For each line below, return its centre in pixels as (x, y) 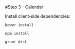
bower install (19, 25)
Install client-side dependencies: (38, 16)
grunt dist (16, 42)
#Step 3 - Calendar (24, 7)
